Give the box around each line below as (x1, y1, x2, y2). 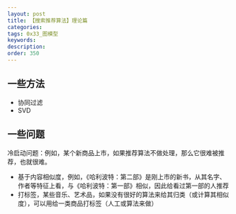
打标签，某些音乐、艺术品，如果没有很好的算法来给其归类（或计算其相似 (17, 190, 229, 198)
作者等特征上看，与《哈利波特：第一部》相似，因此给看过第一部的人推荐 (17, 181, 229, 190)
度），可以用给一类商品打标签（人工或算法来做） (17, 199, 158, 208)
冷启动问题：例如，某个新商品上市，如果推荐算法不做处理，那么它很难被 (7, 148, 218, 157)
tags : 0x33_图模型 (7, 30, 59, 38)
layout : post (7, 10, 46, 18)
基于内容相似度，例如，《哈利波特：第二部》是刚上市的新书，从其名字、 (17, 172, 226, 181)
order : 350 (7, 50, 40, 57)
